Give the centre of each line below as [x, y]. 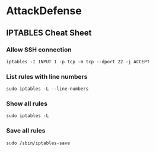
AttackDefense [44, 11]
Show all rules [27, 104]
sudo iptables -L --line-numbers [47, 89]
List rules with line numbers [47, 76]
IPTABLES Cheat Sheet [49, 33]
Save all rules [26, 131]
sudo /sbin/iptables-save [38, 143]
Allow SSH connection [39, 50]
